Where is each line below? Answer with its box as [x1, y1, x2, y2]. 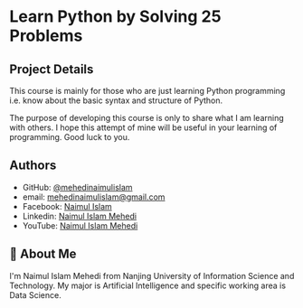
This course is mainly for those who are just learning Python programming [9, 86, 286, 96]
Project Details [9, 61, 94, 77]
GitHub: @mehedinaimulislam [22, 182, 133, 192]
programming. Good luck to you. [9, 132, 130, 142]
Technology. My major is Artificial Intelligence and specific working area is [9, 280, 287, 291]
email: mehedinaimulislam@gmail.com [22, 191, 166, 202]
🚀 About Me [9, 247, 77, 262]
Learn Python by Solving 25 [9, 6, 222, 27]
